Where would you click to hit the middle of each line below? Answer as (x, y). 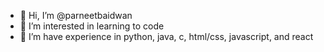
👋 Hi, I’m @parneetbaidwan (76, 15)
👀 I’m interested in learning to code (92, 26)
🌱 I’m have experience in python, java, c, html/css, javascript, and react (166, 36)
